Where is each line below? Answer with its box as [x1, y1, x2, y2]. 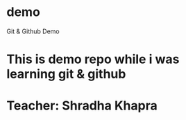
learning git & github [6, 67, 126, 82]
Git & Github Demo [6, 27, 60, 35]
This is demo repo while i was [6, 51, 180, 67]
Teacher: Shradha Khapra [6, 98, 158, 114]
